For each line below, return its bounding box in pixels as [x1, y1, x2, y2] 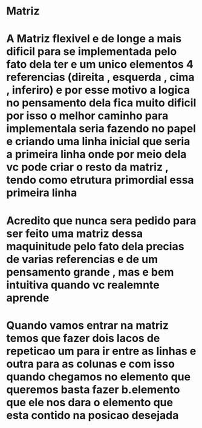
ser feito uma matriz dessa [6, 227, 143, 240]
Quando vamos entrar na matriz [6, 319, 169, 332]
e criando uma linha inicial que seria [6, 135, 191, 149]
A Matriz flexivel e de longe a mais [6, 32, 182, 46]
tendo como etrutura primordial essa [6, 173, 195, 187]
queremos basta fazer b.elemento [6, 383, 180, 397]
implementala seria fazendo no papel [6, 122, 197, 135]
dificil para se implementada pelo [6, 45, 177, 59]
